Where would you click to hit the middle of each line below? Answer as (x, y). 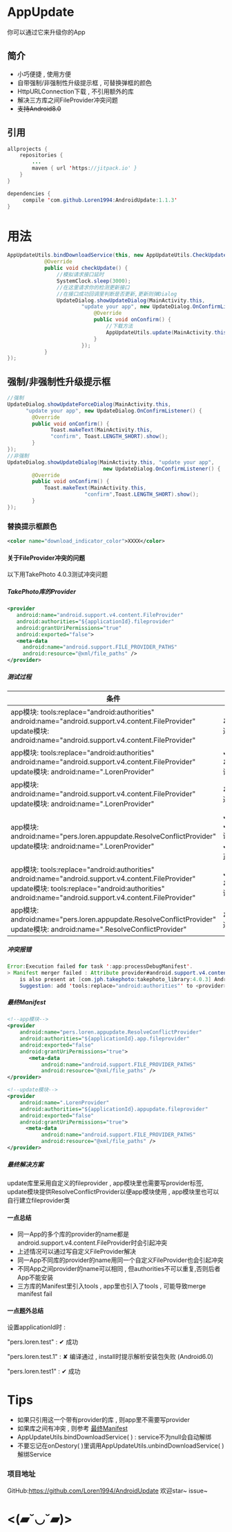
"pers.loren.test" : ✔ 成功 (42, 1342)
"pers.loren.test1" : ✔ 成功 (44, 1371)
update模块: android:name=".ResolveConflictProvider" (99, 929)
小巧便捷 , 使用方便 (44, 74)
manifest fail (35, 1294)
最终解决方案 (25, 1164)
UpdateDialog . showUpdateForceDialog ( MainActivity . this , (89, 404)
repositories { (41, 155)
